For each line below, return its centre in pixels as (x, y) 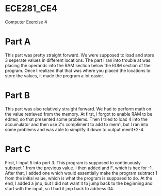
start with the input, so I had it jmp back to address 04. (60, 188)
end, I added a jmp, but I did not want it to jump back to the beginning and (79, 183)
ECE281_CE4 (31, 9)
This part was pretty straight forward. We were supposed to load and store (80, 55)
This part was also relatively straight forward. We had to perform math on (78, 109)
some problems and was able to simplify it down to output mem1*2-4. (75, 129)
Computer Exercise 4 (26, 22)
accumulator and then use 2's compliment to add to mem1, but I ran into (77, 124)
